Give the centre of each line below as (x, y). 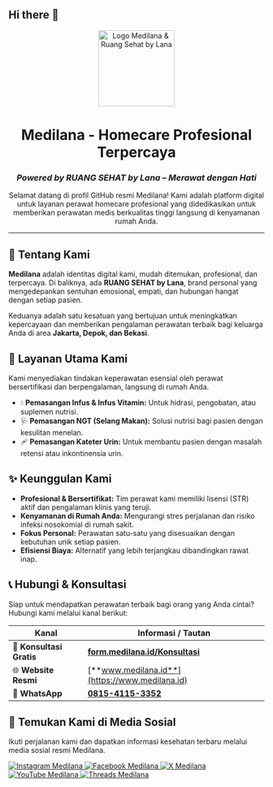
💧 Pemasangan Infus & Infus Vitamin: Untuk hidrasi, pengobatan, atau (138, 402)
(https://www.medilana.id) (138, 680)
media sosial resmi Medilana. (57, 750)
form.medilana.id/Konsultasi (144, 651)
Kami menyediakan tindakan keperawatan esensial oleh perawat (116, 378)
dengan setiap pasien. (45, 300)
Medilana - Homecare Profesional (136, 135)
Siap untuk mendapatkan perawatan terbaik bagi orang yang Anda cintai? (131, 604)
